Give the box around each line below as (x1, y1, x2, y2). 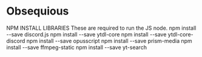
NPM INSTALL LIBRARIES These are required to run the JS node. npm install (6, 24, 197, 32)
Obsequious (6, 4, 69, 18)
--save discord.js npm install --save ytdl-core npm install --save (6, 30, 167, 38)
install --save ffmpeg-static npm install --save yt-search (6, 44, 147, 51)
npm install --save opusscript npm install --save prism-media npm (26, 37, 192, 44)
